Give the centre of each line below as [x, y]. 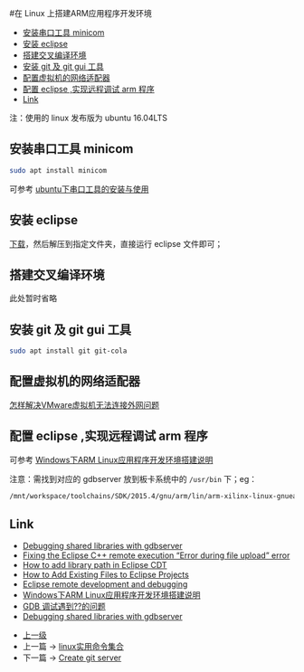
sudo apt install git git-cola [68, 351]
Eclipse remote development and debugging [105, 584]
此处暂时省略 [33, 298]
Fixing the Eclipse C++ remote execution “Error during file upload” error [156, 555]
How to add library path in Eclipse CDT [95, 565]
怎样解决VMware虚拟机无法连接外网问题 [85, 404]
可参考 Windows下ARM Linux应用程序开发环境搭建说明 [111, 459]
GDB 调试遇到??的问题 [64, 606]
